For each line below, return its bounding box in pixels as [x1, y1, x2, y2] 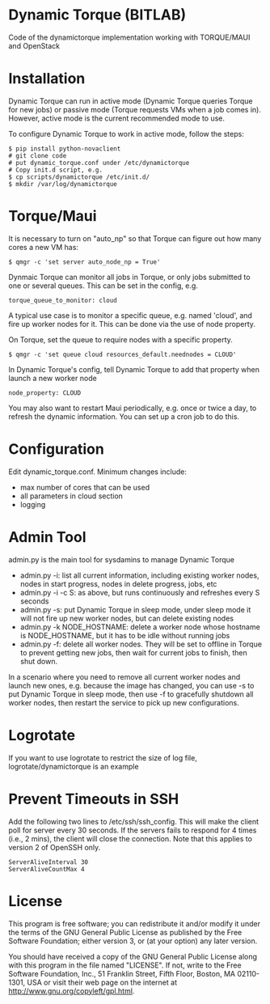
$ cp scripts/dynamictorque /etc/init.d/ [8, 172, 150, 181]
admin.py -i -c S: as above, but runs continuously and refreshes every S [19, 587, 260, 597]
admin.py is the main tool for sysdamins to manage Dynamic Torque [8, 554, 234, 564]
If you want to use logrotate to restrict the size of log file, [8, 752, 198, 762]
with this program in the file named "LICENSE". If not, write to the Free [8, 960, 242, 970]
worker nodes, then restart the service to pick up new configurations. [8, 697, 240, 707]
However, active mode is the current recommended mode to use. [8, 113, 225, 123]
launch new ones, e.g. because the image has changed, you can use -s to [8, 680, 255, 690]
